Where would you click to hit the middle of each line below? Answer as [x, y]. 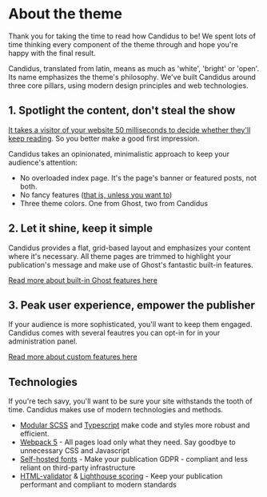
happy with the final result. [52, 53]
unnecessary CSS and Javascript [75, 451]
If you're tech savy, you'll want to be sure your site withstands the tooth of [131, 401]
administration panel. [43, 341]
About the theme [65, 14]
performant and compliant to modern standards [98, 485]
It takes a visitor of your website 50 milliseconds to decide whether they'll [130, 129]
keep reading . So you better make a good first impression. [104, 138]
